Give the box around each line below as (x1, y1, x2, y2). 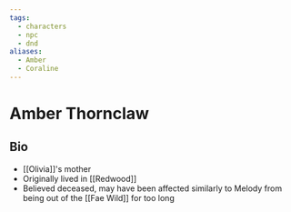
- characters (17, 22, 67, 31)
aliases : (9, 47, 43, 56)
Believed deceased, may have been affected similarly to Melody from (22, 183, 283, 194)
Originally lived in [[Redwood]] (22, 173, 137, 184)
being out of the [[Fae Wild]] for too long (22, 192, 175, 203)
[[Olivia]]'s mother (22, 163, 92, 174)
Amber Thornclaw (9, 104, 150, 124)
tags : (9, 13, 30, 23)
